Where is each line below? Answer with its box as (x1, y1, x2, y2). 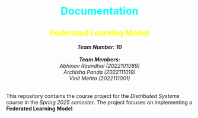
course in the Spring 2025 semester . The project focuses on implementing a (6, 99, 193, 106)
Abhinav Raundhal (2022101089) (59, 63, 140, 69)
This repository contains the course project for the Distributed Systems (6, 93, 180, 99)
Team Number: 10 (77, 44, 122, 50)
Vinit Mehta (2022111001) (69, 75, 130, 81)
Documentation (60, 5, 139, 18)
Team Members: (79, 56, 120, 63)
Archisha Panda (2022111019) (63, 68, 136, 76)
